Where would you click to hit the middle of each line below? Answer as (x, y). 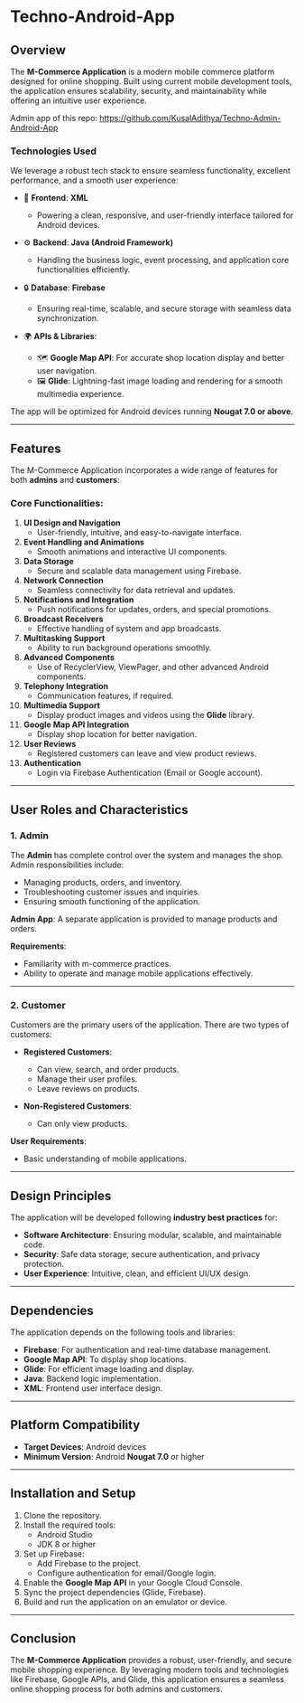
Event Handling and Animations (84, 542)
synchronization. (68, 318)
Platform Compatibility (75, 1425)
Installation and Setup (73, 1494)
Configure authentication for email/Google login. (126, 1573)
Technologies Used (54, 151)
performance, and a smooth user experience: (94, 180)
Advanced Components (69, 658)
